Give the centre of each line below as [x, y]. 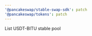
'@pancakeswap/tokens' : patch [36, 14]
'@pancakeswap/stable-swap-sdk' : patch [46, 10]
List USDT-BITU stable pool [33, 28]
